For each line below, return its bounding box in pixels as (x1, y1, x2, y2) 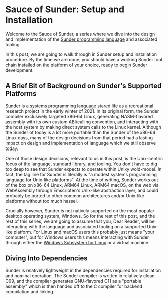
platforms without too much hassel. (5, 198, 78, 204)
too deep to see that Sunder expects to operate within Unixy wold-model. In (5, 166, 162, 172)
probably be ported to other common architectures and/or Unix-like (5, 192, 144, 199)
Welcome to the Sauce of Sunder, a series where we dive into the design (5, 31, 155, 37)
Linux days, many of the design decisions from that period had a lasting (5, 134, 153, 141)
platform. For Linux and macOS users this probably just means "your (13, 229, 155, 235)
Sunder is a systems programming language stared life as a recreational (5, 103, 154, 109)
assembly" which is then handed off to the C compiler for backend (5, 283, 143, 289)
